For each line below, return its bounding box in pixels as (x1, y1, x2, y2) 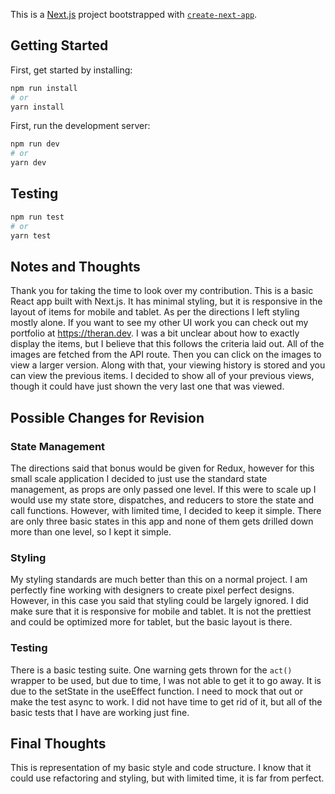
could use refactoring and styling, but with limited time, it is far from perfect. (10, 772, 325, 784)
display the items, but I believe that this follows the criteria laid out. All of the (10, 338, 325, 350)
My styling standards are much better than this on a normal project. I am (10, 574, 308, 586)
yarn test (10, 230, 52, 241)
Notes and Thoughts (10, 258, 141, 275)
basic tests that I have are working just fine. (10, 706, 190, 718)
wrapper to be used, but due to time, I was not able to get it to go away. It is (10, 674, 322, 686)
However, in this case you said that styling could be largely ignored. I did (10, 595, 309, 607)
